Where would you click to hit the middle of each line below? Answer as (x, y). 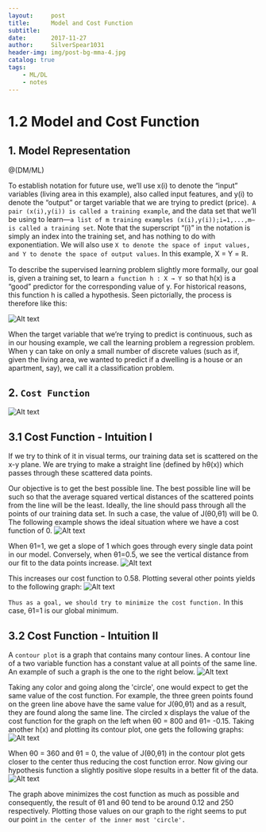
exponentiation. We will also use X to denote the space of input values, (129, 244)
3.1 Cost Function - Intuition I (80, 437)
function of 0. (31, 531)
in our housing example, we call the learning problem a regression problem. (132, 342)
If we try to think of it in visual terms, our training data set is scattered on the (133, 456)
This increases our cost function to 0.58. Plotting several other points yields (132, 578)
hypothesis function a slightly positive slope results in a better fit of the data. (133, 770)
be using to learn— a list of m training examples (91, 219)
